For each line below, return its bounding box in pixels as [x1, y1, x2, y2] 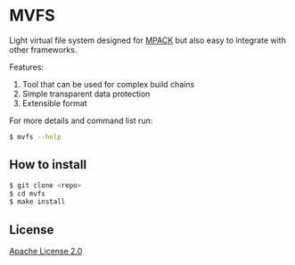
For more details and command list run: [9, 115, 153, 126]
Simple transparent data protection [21, 88, 151, 99]
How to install [9, 157, 87, 172]
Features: [9, 62, 45, 72]
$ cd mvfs [9, 189, 46, 198]
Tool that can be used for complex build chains [21, 79, 195, 89]
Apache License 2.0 [9, 246, 83, 257]
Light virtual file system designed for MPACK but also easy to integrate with [9, 35, 287, 46]
